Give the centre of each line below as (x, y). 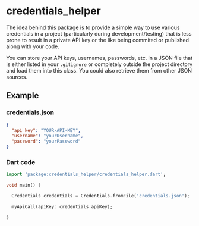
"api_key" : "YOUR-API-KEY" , (46, 130)
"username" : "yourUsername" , (48, 136)
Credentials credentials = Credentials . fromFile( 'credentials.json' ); (101, 196)
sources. (17, 77)
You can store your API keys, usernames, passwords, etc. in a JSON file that (99, 58)
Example (23, 95)
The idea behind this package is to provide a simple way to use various (93, 27)
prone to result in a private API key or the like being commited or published (97, 40)
